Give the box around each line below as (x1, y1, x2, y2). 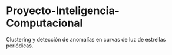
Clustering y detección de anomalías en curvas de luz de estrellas (6, 36, 166, 43)
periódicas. (6, 42, 34, 49)
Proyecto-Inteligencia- (6, 4, 120, 18)
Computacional (6, 16, 83, 30)
